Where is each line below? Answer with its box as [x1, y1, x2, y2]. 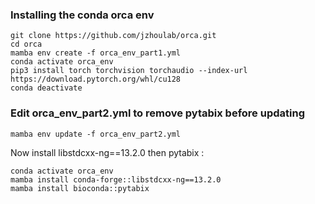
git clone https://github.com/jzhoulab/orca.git [10, 31, 217, 41]
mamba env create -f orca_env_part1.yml [10, 48, 182, 58]
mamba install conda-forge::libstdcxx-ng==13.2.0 [10, 174, 222, 185]
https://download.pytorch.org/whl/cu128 [10, 74, 182, 85]
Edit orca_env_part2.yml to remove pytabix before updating [10, 106, 305, 120]
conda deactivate [10, 83, 83, 93]
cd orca [10, 39, 43, 50]
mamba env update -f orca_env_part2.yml [10, 129, 182, 139]
